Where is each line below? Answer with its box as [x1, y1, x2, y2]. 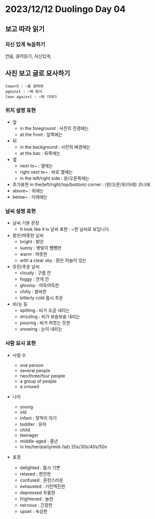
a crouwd [19, 383, 39, 389]
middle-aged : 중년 [19, 438, 58, 444]
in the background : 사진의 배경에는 [19, 144, 91, 150]
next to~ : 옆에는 [19, 162, 53, 168]
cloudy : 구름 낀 [19, 270, 51, 276]
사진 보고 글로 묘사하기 [5, 69, 71, 78]
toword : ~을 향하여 [5, 83, 44, 88]
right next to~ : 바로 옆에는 [19, 169, 73, 175]
